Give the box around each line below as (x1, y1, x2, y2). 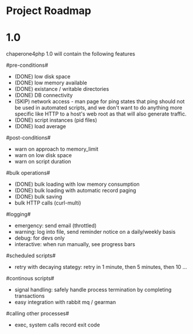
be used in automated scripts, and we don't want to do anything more (14, 104, 182, 111)
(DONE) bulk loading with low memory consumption (14, 180, 140, 188)
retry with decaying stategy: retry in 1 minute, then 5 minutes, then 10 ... (14, 264, 187, 271)
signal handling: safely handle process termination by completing (14, 286, 172, 294)
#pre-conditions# (6, 62, 49, 69)
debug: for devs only (14, 234, 65, 241)
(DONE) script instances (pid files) (14, 117, 98, 124)
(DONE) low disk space (14, 73, 71, 80)
